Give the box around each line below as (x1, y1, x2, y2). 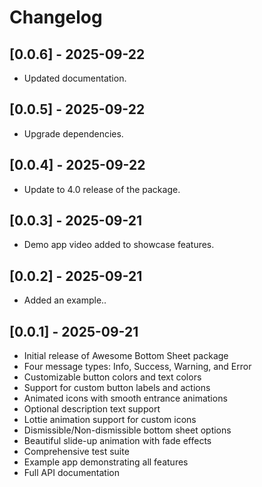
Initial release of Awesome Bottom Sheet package (23, 350, 229, 362)
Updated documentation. (23, 72, 127, 84)
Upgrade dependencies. (23, 127, 124, 140)
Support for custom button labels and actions (23, 382, 211, 394)
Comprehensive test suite (23, 446, 130, 458)
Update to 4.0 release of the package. (23, 183, 181, 195)
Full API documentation (23, 467, 120, 479)
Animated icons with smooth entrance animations (23, 392, 228, 405)
